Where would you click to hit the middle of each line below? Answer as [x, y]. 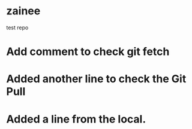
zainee [23, 11]
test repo [17, 27]
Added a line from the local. [76, 119]
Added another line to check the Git [96, 79]
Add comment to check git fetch [88, 52]
